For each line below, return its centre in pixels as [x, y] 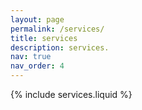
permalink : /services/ [57, 29]
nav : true [31, 57]
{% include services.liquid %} [71, 94]
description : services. [60, 47]
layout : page [37, 19]
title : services [44, 38]
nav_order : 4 [37, 66]
